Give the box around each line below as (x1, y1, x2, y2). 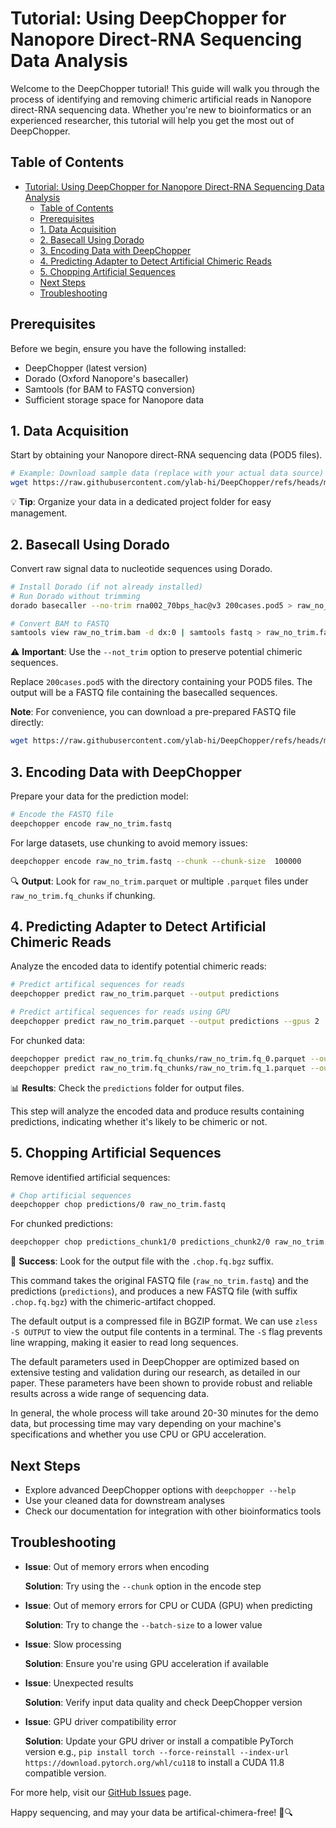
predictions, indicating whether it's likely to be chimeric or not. (10, 1115, 268, 1127)
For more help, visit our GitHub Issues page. (10, 1786, 192, 1798)
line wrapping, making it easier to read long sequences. (10, 1337, 239, 1349)
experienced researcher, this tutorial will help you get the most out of (10, 114, 295, 126)
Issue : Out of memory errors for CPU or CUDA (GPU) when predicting (24, 1599, 313, 1611)
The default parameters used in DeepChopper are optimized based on (10, 1356, 300, 1368)
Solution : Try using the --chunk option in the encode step (24, 1580, 262, 1592)
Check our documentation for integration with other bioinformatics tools (24, 1505, 322, 1517)
